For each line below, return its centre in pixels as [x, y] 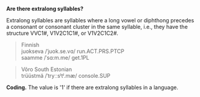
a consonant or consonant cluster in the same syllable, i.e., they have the [97, 27]
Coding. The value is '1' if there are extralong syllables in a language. [92, 87]
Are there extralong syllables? [45, 9]
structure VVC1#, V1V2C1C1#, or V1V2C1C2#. [63, 33]
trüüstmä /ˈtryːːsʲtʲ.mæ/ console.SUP [66, 76]
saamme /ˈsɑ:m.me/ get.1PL [55, 58]
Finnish [30, 45]
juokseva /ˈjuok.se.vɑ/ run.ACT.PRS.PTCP [73, 51]
